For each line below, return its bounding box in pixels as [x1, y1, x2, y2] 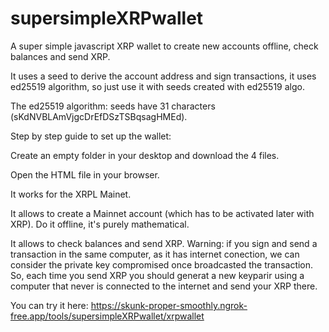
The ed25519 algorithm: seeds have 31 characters [10, 100, 216, 112]
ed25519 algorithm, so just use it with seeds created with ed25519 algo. [10, 80, 305, 92]
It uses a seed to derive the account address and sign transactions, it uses [10, 70, 317, 82]
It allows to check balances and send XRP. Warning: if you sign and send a [10, 237, 318, 249]
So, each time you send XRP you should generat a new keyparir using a [10, 269, 305, 281]
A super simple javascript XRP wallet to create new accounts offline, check [10, 40, 319, 52]
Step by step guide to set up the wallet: [10, 130, 172, 142]
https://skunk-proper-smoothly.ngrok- [90, 299, 248, 311]
